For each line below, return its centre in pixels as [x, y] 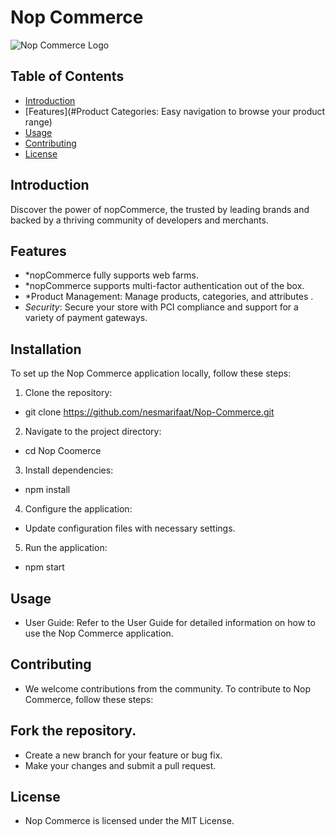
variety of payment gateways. [86, 318]
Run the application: [66, 548]
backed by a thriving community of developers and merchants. [139, 220]
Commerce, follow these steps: [89, 699]
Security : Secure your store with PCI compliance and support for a [161, 307]
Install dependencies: [69, 470]
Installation [46, 349]
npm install [47, 490]
